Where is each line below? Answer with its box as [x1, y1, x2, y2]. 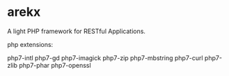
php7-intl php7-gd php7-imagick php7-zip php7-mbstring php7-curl [7, 53, 203, 62]
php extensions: [7, 40, 54, 48]
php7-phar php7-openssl [19, 61, 92, 69]
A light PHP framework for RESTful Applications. [7, 27, 146, 35]
